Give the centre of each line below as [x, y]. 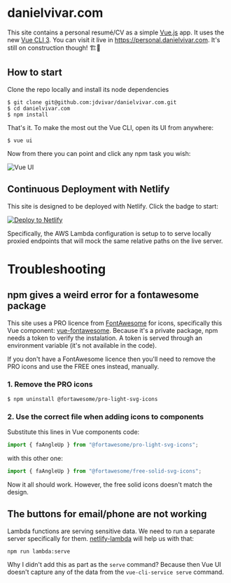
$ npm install [28, 114]
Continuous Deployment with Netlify [89, 189]
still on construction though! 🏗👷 [54, 48]
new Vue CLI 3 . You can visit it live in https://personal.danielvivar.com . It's [114, 39]
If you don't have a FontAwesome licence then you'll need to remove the [111, 359]
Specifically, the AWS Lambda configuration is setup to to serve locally [109, 233]
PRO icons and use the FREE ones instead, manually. [83, 366]
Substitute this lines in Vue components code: [73, 432]
